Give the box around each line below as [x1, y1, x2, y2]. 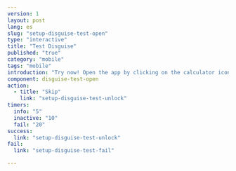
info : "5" [13, 108, 42, 115]
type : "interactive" [7, 36, 68, 43]
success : [7, 128, 33, 135]
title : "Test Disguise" [7, 43, 77, 50]
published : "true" [7, 50, 61, 57]
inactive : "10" [13, 114, 58, 121]
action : [7, 82, 30, 89]
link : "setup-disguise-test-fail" [13, 147, 114, 154]
